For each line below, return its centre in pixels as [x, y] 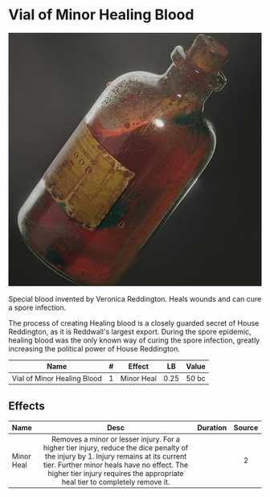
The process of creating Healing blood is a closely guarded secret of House [134, 322]
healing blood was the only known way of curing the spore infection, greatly [134, 340]
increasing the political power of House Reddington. [94, 348]
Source [246, 427]
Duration [212, 427]
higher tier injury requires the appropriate [116, 473]
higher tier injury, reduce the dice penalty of [116, 447]
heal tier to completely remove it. [116, 482]
